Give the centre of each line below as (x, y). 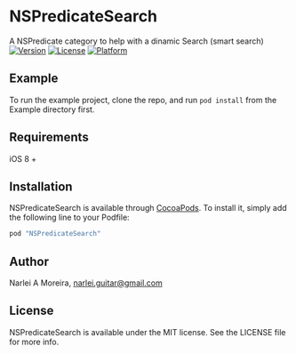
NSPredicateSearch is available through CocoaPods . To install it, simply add (148, 208)
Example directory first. (52, 109)
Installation (41, 186)
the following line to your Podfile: (70, 217)
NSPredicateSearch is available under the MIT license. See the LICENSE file (148, 332)
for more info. (34, 342)
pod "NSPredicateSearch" (55, 234)
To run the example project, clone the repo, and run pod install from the (143, 100)
